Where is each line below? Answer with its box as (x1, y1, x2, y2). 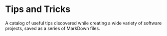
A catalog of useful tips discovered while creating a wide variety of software (5, 20, 162, 26)
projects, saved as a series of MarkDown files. (5, 25, 101, 31)
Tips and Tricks (5, 3, 71, 15)
